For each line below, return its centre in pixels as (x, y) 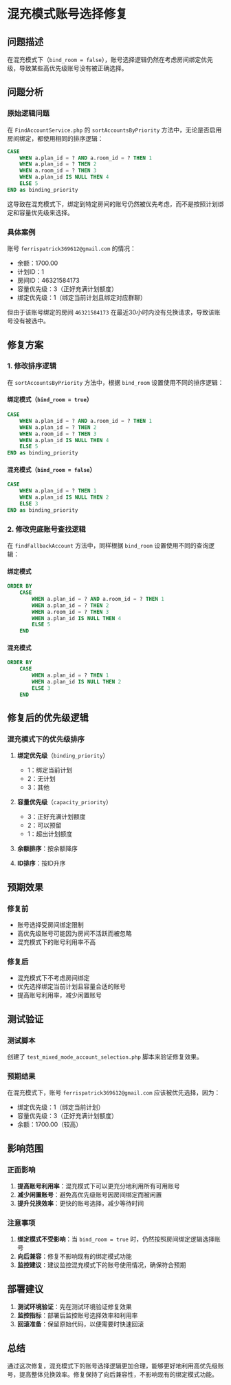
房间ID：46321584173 (48, 281)
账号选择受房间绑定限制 (50, 925)
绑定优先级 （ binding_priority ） (63, 755)
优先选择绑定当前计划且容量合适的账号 (71, 986)
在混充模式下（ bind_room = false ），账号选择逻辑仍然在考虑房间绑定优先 (110, 60)
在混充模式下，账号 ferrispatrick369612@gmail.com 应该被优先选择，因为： (114, 1093)
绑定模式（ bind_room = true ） (50, 399)
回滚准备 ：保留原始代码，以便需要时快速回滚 (80, 1324)
